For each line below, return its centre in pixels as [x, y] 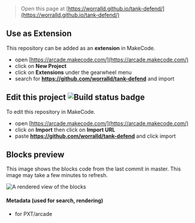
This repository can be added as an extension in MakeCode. [81, 48]
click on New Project [41, 66]
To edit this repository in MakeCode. [51, 112]
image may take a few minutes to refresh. [57, 175]
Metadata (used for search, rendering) [55, 201]
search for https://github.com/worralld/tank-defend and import [95, 78]
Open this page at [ [44, 9]
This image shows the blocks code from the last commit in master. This [94, 169]
